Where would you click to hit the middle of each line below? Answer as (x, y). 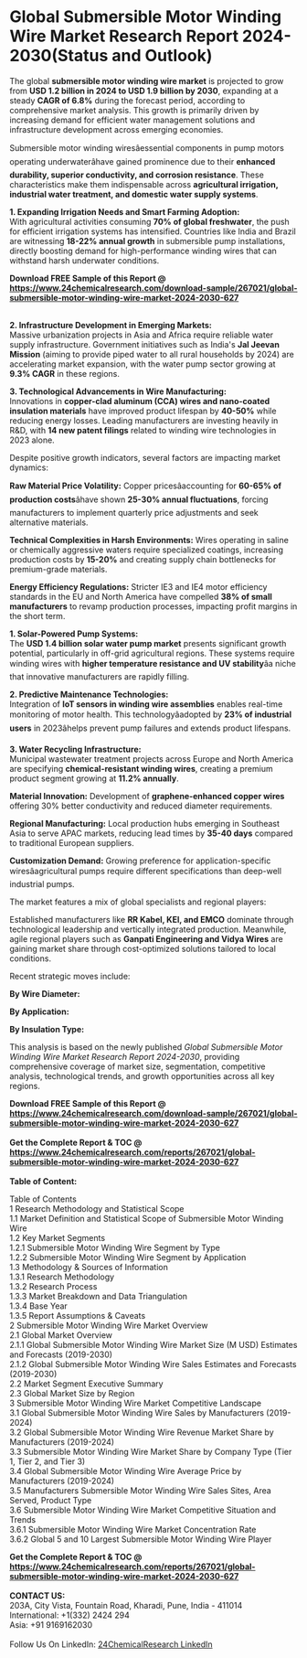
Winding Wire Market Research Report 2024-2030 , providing (125, 1056)
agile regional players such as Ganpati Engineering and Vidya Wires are (146, 938)
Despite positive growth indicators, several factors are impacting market (145, 457)
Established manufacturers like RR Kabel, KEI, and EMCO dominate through (152, 919)
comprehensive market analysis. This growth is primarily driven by (134, 110)
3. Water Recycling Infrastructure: (75, 749)
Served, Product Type (51, 1500)
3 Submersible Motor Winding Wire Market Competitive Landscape (136, 1403)
